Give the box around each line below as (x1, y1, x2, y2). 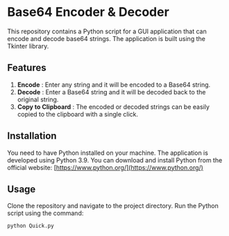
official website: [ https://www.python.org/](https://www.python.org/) (7, 163, 203, 171)
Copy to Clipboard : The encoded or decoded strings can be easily (17, 102, 210, 111)
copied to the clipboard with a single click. (17, 110, 139, 118)
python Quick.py (7, 223, 54, 230)
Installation (7, 130, 57, 142)
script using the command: (7, 209, 84, 217)
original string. (17, 95, 59, 103)
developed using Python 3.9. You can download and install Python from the (7, 155, 223, 164)
